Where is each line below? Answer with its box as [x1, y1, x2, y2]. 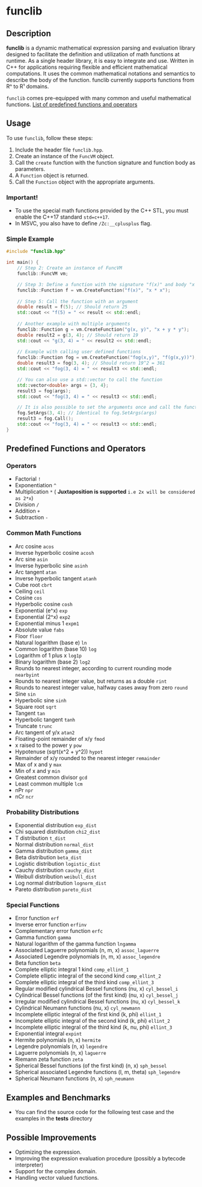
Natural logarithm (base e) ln [14, 639, 87, 646]
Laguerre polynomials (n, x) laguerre [14, 1049, 106, 1057]
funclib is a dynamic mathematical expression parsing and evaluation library [6, 44, 195, 51]
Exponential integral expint [14, 1030, 82, 1037]
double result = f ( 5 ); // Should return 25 [17, 304, 128, 310]
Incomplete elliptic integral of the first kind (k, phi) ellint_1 [14, 1011, 162, 1018]
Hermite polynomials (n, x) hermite [14, 1037, 101, 1044]
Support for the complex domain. [14, 1167, 97, 1175]
